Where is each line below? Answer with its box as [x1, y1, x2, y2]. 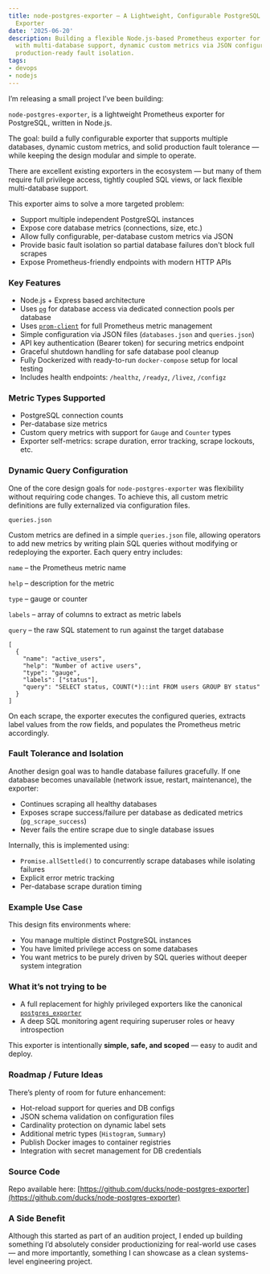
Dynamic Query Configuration [8, 465, 129, 476]
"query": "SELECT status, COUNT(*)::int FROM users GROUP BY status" [22, 683, 261, 691]
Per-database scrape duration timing [19, 882, 142, 891]
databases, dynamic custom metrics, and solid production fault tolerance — [8, 142, 260, 151]
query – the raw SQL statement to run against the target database [8, 625, 224, 635]
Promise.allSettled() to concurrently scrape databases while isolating [19, 856, 256, 865]
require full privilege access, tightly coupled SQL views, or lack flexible [8, 175, 243, 184]
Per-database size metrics [19, 419, 108, 429]
